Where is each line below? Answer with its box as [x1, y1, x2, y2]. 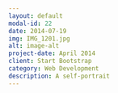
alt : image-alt [8, 42, 60, 50]
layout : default [8, 11, 63, 20]
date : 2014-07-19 [8, 27, 67, 35]
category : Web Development [8, 65, 99, 73]
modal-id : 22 [8, 19, 53, 27]
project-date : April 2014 [8, 49, 95, 57]
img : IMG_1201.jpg [8, 34, 70, 43]
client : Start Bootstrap [8, 57, 92, 66]
